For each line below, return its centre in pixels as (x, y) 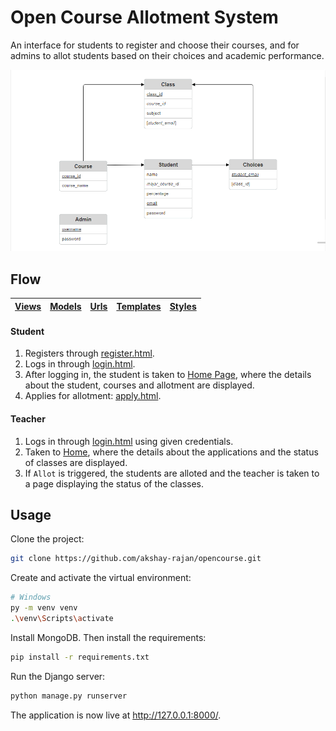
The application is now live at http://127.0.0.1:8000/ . (116, 715)
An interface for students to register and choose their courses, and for (155, 45)
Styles (183, 306)
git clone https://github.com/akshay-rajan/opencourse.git (136, 559)
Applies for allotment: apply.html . (93, 396)
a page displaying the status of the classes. (114, 483)
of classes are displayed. (76, 462)
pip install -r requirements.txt (80, 657)
